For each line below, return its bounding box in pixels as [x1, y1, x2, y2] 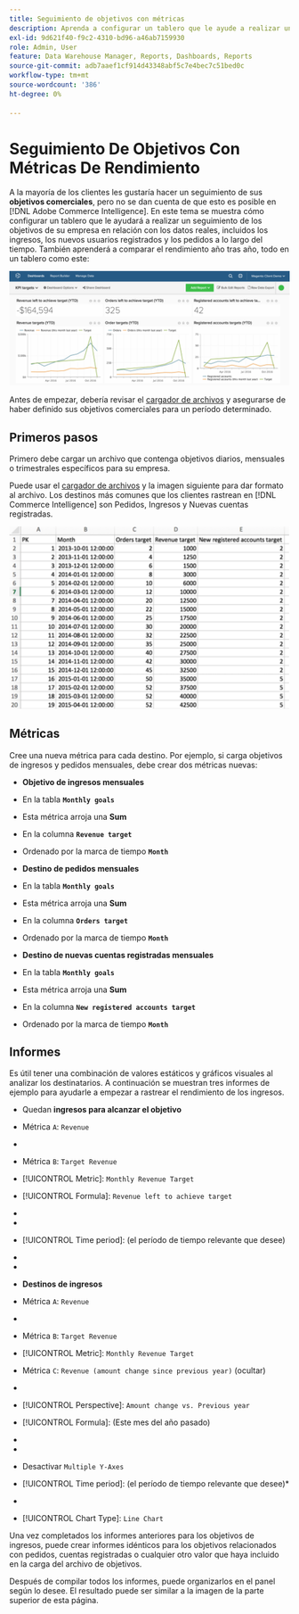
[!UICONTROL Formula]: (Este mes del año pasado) [21, 1417, 211, 1428]
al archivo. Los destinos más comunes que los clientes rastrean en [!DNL [9, 490, 277, 500]
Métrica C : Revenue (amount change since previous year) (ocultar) [21, 1365, 266, 1376]
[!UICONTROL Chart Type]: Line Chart [21, 1513, 164, 1524]
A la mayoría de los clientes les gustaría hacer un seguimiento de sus [9, 187, 263, 198]
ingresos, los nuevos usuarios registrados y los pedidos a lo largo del [9, 235, 263, 245]
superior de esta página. [9, 1595, 100, 1606]
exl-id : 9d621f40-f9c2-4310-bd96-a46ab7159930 [9, 33, 185, 42]
